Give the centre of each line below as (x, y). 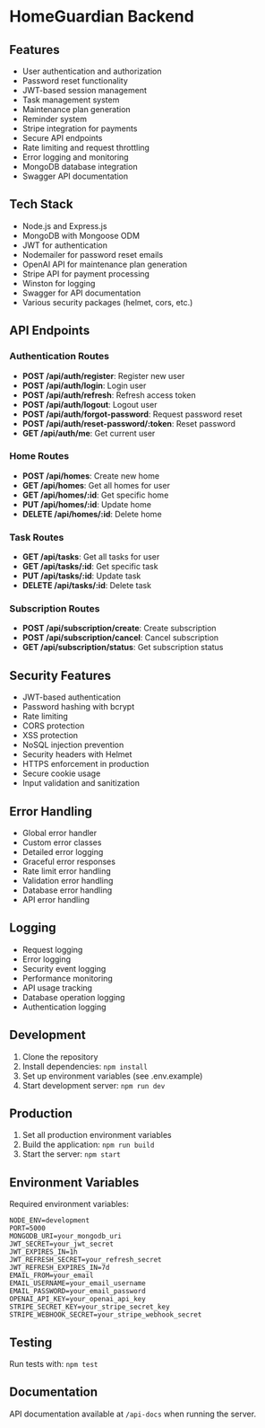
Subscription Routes (55, 609)
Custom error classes (62, 842)
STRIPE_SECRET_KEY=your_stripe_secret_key (90, 1307)
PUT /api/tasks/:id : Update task (81, 576)
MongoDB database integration (80, 167)
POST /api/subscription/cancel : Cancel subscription (120, 638)
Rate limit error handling (67, 871)
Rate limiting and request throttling (86, 147)
